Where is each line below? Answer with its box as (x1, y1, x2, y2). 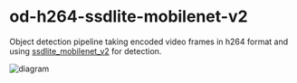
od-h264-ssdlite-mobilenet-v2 (9, 6, 248, 27)
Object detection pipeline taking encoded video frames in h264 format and (9, 36, 289, 47)
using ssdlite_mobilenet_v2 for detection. (9, 45, 162, 56)
